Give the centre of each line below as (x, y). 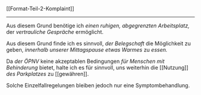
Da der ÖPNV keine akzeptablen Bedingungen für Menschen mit (86, 61)
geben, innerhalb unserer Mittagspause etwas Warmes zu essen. (87, 50)
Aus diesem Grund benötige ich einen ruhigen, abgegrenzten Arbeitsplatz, (98, 26)
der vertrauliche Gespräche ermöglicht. (55, 32)
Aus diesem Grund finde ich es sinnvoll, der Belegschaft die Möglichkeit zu (99, 43)
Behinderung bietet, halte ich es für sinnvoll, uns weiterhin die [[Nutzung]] (97, 67)
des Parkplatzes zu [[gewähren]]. (48, 74)
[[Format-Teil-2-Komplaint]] (40, 9)
